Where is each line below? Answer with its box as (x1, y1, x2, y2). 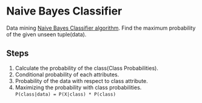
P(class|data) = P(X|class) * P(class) (15, 91, 116, 98)
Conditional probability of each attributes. (15, 71, 120, 78)
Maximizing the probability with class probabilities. (15, 84, 142, 91)
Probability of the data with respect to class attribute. (15, 77, 149, 84)
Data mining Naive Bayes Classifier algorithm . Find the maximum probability (6, 24, 196, 32)
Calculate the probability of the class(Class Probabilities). (15, 64, 159, 71)
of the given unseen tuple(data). (6, 30, 87, 38)
